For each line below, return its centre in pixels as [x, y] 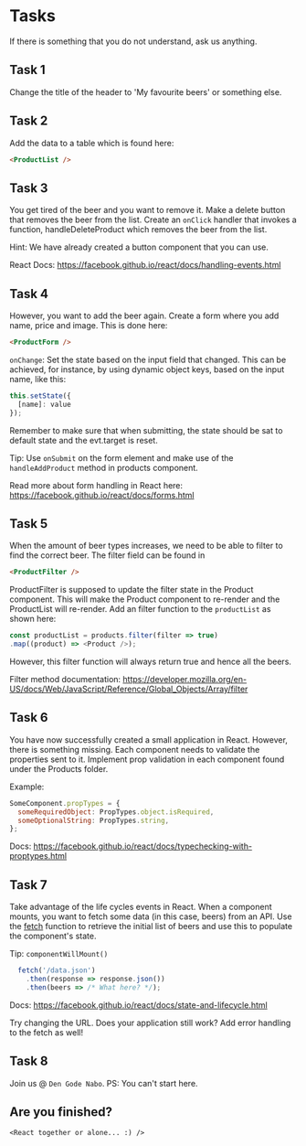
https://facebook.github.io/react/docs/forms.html [102, 495]
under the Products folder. [59, 768]
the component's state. [53, 936]
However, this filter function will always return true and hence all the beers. [151, 661]
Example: [27, 787]
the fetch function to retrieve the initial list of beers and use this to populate [151, 926]
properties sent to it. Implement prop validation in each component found [147, 759]
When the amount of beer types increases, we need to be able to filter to [146, 546]
